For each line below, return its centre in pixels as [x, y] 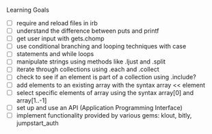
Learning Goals [28, 10]
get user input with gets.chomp [60, 39]
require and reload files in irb [57, 23]
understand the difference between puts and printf [88, 31]
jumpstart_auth [37, 123]
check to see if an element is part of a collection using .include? [106, 77]
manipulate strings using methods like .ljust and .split [91, 62]
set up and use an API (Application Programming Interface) [99, 107]
